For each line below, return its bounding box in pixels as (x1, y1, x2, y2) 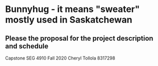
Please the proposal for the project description (5, 34, 153, 42)
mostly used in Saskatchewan (5, 14, 132, 25)
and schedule (5, 41, 48, 50)
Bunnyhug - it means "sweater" (5, 3, 140, 15)
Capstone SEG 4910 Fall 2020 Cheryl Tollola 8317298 (5, 55, 115, 61)
